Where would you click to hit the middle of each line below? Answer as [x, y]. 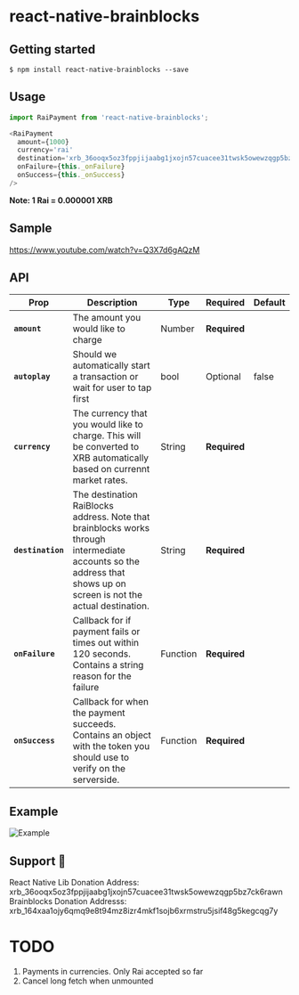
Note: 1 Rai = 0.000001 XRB [61, 200]
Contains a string [108, 665]
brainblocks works [111, 528]
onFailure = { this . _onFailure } [71, 167]
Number [178, 329]
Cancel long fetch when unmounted [88, 981]
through [89, 539]
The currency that [110, 413]
